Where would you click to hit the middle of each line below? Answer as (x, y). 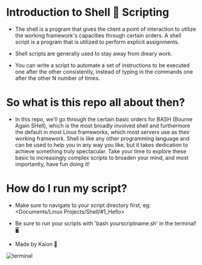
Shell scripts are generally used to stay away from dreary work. (94, 53)
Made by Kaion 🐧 (36, 244)
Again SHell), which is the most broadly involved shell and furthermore (103, 126)
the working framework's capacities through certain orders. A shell (98, 35)
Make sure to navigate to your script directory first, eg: (83, 205)
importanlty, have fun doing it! (52, 164)
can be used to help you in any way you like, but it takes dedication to (101, 145)
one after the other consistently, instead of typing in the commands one (104, 71)
